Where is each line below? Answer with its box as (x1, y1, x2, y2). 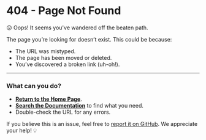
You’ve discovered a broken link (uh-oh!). (15, 61, 120, 68)
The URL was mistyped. (15, 47, 76, 55)
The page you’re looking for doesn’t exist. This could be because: (6, 35, 172, 43)
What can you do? (6, 81, 62, 90)
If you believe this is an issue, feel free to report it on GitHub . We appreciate (6, 120, 198, 128)
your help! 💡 (6, 127, 37, 134)
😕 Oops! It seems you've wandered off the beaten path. (6, 24, 148, 31)
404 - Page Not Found (6, 4, 121, 18)
